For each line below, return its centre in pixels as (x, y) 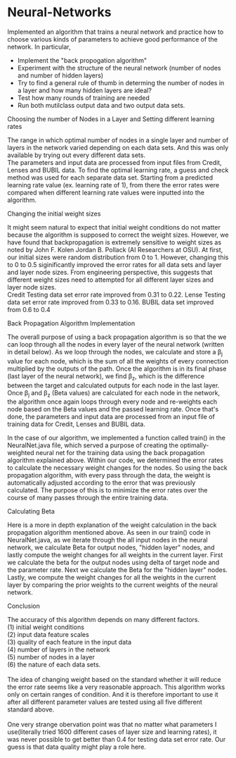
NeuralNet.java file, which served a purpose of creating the (93, 445)
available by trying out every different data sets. (77, 155)
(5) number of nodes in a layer (51, 657)
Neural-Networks (59, 12)
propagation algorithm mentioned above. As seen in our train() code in (109, 533)
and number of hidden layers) (60, 75)
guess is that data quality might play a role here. (77, 747)
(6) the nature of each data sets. (54, 665)
